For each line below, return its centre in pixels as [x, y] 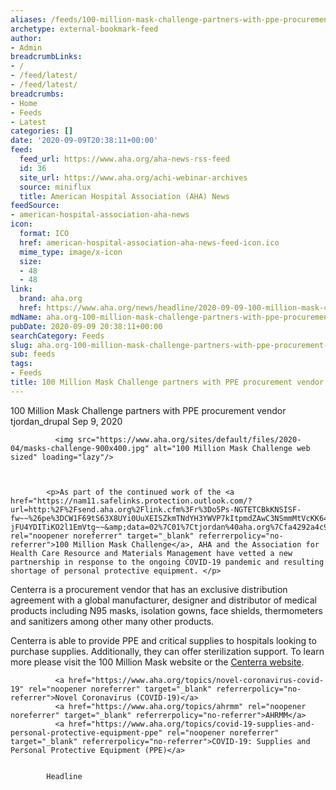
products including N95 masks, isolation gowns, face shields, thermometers [166, 610]
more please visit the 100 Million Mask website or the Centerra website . [157, 662]
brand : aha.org [51, 299]
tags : [21, 364]
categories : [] [42, 131]
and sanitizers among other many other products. [112, 621]
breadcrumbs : [37, 94]
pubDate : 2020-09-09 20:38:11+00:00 [86, 326]
